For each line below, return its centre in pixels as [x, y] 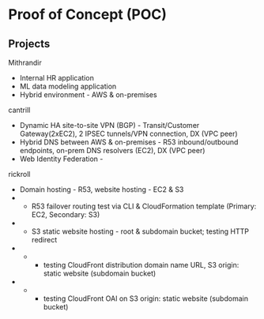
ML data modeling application [68, 86]
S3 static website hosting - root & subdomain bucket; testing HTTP [140, 231]
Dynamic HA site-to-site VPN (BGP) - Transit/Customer [109, 125]
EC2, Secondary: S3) [66, 214]
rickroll [19, 174]
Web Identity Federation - [61, 159]
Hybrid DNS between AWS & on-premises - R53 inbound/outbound [129, 142]
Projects [29, 44]
